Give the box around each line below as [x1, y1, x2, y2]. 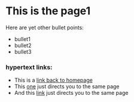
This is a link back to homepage [14, 76, 93, 84]
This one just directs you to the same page [14, 83, 120, 90]
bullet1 [14, 35, 31, 42]
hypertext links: [5, 63, 53, 71]
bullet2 [14, 42, 32, 49]
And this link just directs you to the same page [14, 89, 129, 97]
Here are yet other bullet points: [5, 24, 84, 31]
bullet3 [14, 48, 32, 55]
